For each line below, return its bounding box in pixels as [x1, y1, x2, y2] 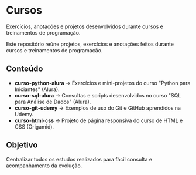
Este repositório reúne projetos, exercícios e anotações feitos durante [6, 41, 174, 48]
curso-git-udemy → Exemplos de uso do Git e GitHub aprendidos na [14, 104, 181, 112]
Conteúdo [6, 64, 43, 74]
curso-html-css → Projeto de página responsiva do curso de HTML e [14, 117, 183, 124]
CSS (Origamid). [14, 123, 54, 130]
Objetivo [6, 140, 38, 150]
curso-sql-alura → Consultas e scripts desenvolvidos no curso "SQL [14, 92, 181, 99]
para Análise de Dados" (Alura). [14, 98, 91, 105]
